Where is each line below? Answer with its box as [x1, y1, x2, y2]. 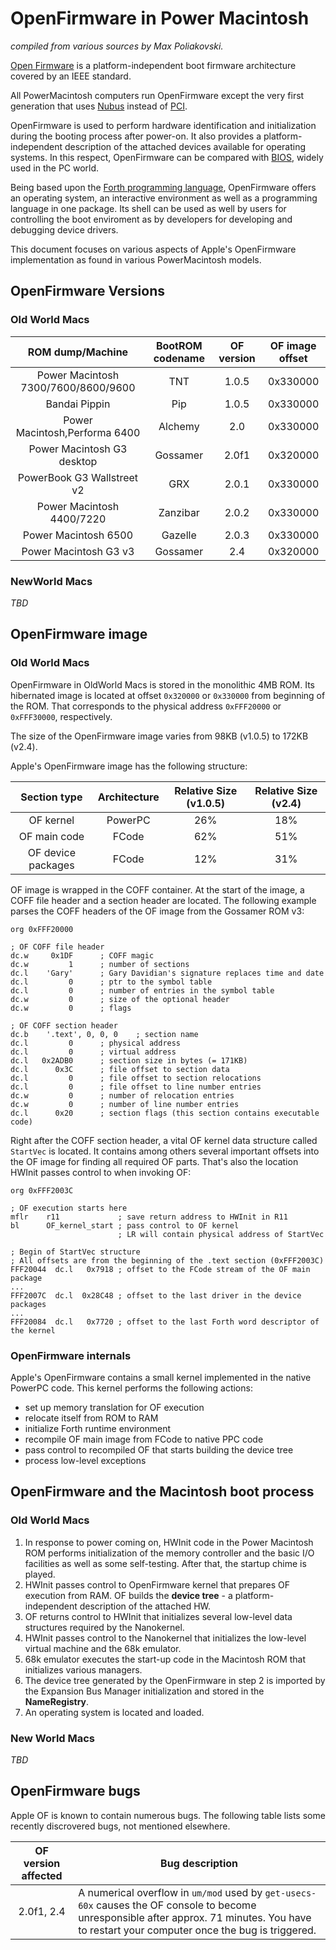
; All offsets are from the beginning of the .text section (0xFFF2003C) [10, 1255, 325, 1266]
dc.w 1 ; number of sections [10, 959, 190, 969]
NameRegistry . [24, 1695, 90, 1707]
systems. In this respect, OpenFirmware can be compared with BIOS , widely [10, 151, 324, 163]
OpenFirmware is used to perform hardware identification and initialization [10, 119, 317, 131]
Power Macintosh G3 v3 [21, 544, 135, 558]
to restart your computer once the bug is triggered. [78, 1923, 317, 1937]
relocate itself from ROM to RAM [24, 1412, 159, 1424]
